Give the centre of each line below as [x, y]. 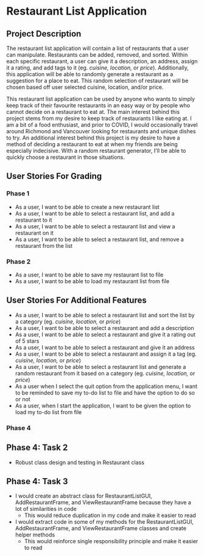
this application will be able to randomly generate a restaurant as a [90, 74]
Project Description [44, 34]
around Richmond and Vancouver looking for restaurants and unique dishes [101, 131]
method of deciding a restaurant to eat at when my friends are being [92, 144]
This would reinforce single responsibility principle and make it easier [111, 541]
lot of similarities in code [46, 509]
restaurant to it [33, 220]
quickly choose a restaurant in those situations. [65, 157]
